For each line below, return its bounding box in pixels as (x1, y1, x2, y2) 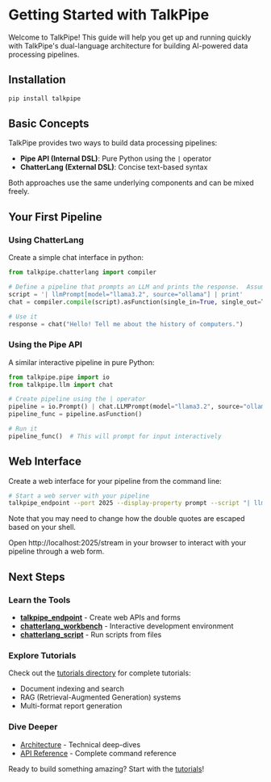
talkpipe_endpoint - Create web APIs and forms (19, 612, 181, 623)
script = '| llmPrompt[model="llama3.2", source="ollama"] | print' (8, 290, 244, 298)
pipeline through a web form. (8, 547, 105, 557)
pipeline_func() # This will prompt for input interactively (8, 432, 222, 440)
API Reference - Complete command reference (19, 748, 177, 758)
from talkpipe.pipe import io (8, 373, 110, 381)
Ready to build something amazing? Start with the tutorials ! (8, 763, 204, 773)
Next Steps (8, 570, 65, 583)
